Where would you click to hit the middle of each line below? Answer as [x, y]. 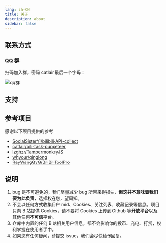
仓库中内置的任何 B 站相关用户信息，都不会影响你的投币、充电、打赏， [84, 223]
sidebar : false [21, 24]
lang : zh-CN [17, 10]
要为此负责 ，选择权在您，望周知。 [47, 198]
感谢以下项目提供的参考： [31, 131]
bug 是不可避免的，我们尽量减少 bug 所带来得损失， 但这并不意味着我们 [85, 192]
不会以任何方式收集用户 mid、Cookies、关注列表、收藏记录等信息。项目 [86, 204]
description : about [25, 19]
